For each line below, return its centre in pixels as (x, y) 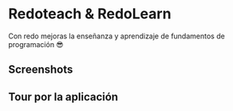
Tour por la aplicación (63, 97)
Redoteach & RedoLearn (90, 14)
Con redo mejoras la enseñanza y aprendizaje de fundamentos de (116, 36)
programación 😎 (36, 44)
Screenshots (41, 70)
